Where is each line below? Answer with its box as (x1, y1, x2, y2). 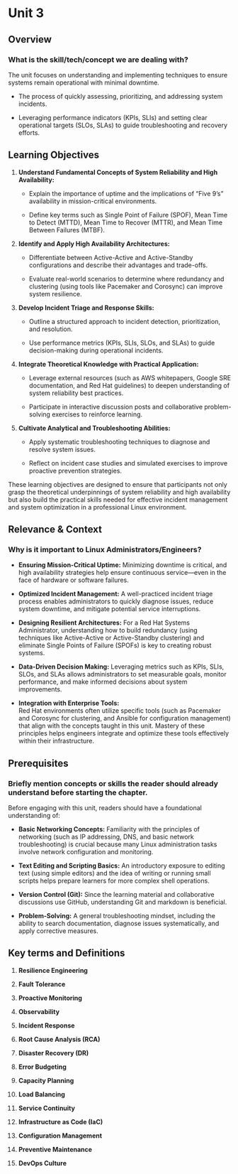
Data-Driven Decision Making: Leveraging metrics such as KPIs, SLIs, (18, 662, 225, 671)
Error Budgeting (18, 1062, 67, 1071)
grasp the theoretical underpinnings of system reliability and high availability (8, 488, 231, 496)
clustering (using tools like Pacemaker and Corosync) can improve (28, 282, 223, 291)
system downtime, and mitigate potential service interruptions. (18, 605, 201, 613)
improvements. (18, 685, 62, 694)
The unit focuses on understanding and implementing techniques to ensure (8, 70, 228, 79)
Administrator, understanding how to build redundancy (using (18, 626, 198, 635)
